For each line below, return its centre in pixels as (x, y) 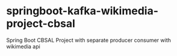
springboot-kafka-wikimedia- (82, 11)
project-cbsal (41, 24)
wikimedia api (23, 46)
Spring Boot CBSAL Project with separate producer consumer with (89, 40)
